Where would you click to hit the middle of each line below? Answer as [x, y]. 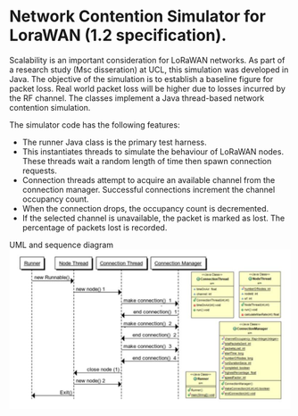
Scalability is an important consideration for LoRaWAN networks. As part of [147, 60]
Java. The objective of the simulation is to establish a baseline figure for [141, 79]
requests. [40, 171]
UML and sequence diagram [62, 245]
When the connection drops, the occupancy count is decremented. [145, 208]
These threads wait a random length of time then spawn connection [147, 161]
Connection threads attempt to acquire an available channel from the [149, 179]
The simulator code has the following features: [95, 125]
